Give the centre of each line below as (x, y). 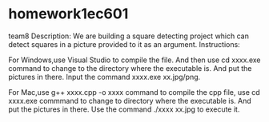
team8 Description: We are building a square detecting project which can (129, 36)
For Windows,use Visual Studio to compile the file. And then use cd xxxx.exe (134, 60)
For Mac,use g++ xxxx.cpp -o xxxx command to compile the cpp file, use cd (134, 92)
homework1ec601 (68, 14)
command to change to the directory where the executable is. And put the (130, 68)
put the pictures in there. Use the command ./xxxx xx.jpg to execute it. (124, 109)
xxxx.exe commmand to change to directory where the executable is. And (130, 100)
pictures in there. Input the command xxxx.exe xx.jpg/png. (104, 77)
